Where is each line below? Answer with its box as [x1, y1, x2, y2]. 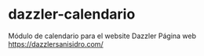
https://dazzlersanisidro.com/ [8, 39, 104, 48]
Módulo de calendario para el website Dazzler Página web [8, 31, 197, 40]
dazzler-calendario [8, 5, 136, 23]
